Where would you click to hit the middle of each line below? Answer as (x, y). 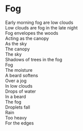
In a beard (16, 96)
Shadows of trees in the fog (34, 59)
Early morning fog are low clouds (39, 22)
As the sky (16, 43)
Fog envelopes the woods (32, 33)
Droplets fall (18, 107)
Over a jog (16, 81)
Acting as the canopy (27, 38)
